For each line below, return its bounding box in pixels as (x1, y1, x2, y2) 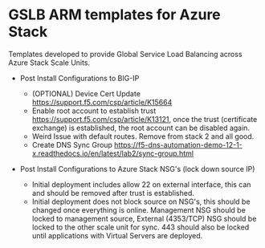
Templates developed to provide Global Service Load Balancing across (8, 49, 243, 59)
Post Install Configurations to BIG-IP (19, 73, 140, 83)
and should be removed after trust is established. (31, 188, 194, 197)
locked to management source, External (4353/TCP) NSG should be (31, 213, 257, 223)
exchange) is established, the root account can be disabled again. (31, 123, 251, 132)
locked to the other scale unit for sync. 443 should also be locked (31, 222, 250, 232)
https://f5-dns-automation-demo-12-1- (113, 140, 243, 149)
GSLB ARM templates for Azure (8, 6, 221, 24)
